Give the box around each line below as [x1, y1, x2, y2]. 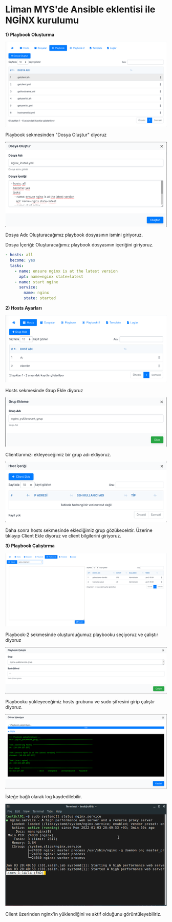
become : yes [10, 258, 36, 263]
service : [18, 285, 38, 290]
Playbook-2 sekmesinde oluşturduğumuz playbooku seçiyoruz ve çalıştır [5, 631, 159, 638]
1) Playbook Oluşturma [5, 31, 55, 37]
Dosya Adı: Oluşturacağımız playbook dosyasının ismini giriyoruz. [5, 232, 143, 238]
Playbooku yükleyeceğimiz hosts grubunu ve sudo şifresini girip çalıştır [5, 699, 155, 705]
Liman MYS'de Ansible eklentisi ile [5, 4, 156, 15]
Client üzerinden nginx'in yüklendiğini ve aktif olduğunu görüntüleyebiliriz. [5, 911, 162, 917]
